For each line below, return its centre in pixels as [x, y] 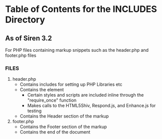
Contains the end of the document [55, 132]
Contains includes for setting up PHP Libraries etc [71, 84]
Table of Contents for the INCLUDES [81, 9]
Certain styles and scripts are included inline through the [85, 95]
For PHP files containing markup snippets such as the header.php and [77, 50]
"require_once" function [52, 100]
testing [34, 111]
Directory [25, 20]
